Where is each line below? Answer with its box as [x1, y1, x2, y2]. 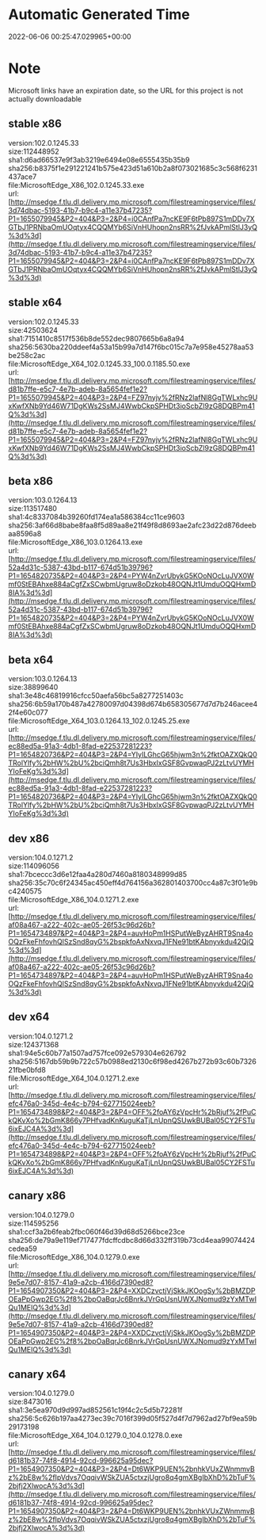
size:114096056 [8, 861, 59, 871]
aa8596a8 [8, 529, 42, 539]
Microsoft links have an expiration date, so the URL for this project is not [8, 86, 244, 95]
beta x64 [8, 653, 54, 666]
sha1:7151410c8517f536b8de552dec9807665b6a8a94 [8, 334, 184, 343]
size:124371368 [8, 1039, 59, 1049]
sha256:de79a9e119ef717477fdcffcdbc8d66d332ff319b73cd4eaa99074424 [8, 1235, 256, 1245]
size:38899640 [8, 683, 59, 692]
